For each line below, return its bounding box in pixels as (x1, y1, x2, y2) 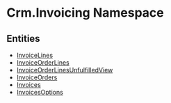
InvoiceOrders (16, 73, 58, 81)
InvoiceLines (16, 51, 54, 59)
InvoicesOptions (16, 88, 63, 96)
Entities (6, 33, 40, 45)
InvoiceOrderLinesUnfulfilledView (16, 66, 113, 74)
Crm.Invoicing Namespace (6, 5, 164, 21)
